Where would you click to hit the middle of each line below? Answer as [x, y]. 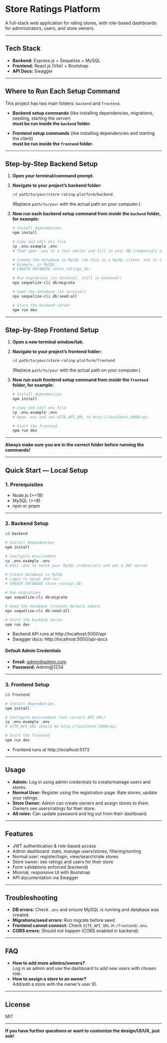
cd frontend [17, 695]
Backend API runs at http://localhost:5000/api [59, 634]
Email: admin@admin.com [39, 661]
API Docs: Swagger [33, 71]
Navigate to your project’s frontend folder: [57, 352]
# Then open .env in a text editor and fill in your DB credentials [85, 251]
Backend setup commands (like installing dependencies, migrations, [83, 113]
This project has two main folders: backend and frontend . [63, 103]
